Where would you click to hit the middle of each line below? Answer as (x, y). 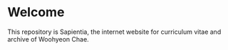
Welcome (36, 12)
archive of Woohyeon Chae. (48, 39)
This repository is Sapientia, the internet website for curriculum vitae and (114, 32)
